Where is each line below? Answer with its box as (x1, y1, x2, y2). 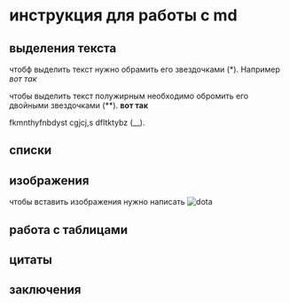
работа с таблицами (9, 222, 129, 237)
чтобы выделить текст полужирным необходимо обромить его (9, 90, 249, 101)
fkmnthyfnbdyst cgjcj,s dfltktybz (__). (9, 117, 145, 128)
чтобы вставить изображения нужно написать (9, 197, 186, 207)
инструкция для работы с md (9, 5, 238, 26)
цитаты (9, 252, 53, 267)
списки (9, 143, 51, 158)
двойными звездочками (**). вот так (9, 100, 149, 111)
